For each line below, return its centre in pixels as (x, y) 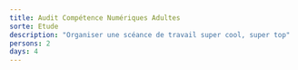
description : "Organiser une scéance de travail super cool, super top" (150, 35)
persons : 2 (30, 43)
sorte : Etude (34, 26)
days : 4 (24, 52)
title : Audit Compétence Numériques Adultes (95, 18)
